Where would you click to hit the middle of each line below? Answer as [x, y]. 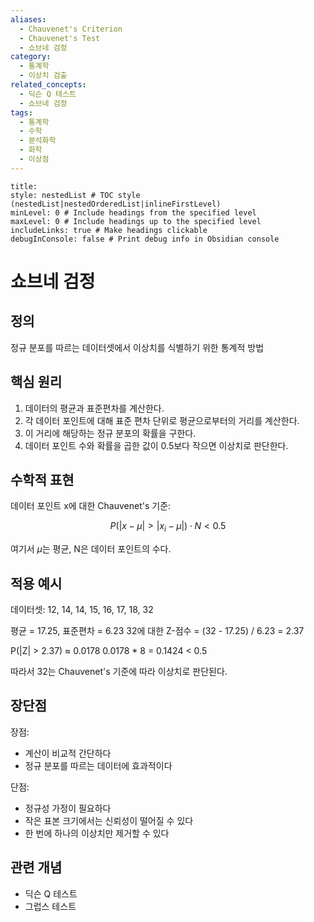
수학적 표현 [42, 479]
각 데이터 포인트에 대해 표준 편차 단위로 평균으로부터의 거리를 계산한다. [162, 420]
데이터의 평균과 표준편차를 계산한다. [94, 408]
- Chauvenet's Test [60, 38]
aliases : [28, 19]
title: [24, 186]
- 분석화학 [38, 141]
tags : [21, 112]
